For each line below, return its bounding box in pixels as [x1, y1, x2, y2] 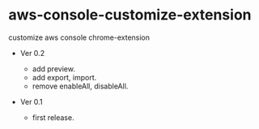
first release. [32, 112, 74, 123]
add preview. [32, 63, 75, 74]
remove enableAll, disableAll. [32, 81, 129, 91]
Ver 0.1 [19, 97, 43, 106]
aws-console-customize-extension [8, 6, 252, 24]
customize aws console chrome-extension [8, 32, 151, 42]
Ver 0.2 [19, 48, 45, 58]
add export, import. [32, 72, 97, 82]
